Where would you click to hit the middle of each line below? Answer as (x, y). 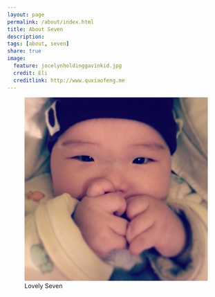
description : (26, 37)
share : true (24, 51)
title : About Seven (35, 29)
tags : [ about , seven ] (38, 44)
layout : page (26, 15)
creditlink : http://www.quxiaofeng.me (69, 80)
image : (17, 59)
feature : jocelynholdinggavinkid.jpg (68, 66)
